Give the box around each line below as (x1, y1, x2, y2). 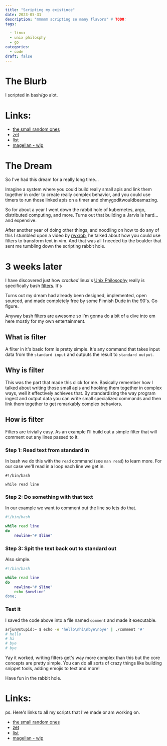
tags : (5, 21, 17, 27)
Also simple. (5, 556, 31, 563)
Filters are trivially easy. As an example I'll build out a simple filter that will (5, 428, 157, 435)
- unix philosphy (10, 35, 46, 40)
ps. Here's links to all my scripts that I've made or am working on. (5, 709, 140, 715)
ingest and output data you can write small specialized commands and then (5, 395, 161, 401)
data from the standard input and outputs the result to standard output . (5, 351, 154, 357)
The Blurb (5, 75, 47, 87)
